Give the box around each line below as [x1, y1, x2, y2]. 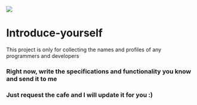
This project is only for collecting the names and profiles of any [6, 46, 162, 53]
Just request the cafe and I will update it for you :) [6, 91, 153, 99]
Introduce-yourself [6, 26, 103, 40]
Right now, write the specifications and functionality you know [6, 67, 192, 75]
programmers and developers [6, 52, 79, 59]
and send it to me [6, 75, 57, 83]
